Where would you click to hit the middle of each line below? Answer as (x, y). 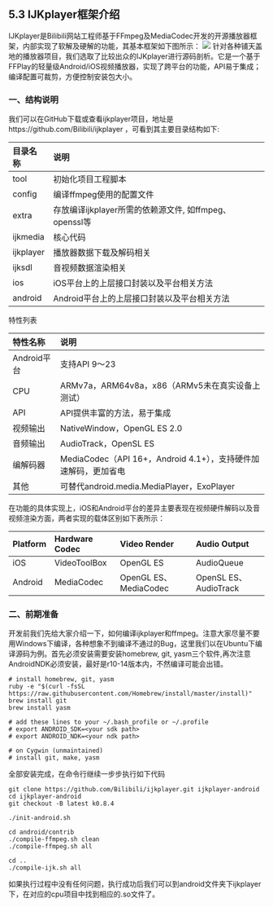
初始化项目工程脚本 (89, 179)
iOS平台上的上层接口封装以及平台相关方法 (133, 284)
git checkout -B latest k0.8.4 (61, 804)
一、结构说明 (34, 99)
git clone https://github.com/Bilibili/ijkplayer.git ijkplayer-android (134, 790)
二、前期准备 (34, 614)
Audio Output (222, 544)
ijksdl (22, 267)
